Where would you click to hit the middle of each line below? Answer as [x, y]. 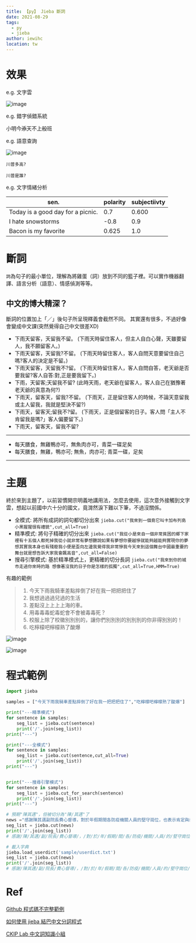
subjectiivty [148, 202]
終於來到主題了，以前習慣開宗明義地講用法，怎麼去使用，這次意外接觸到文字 [98, 500]
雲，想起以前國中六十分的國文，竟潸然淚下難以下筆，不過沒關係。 [85, 507]
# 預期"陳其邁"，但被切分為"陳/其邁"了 [48, 815]
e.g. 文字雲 [19, 92]
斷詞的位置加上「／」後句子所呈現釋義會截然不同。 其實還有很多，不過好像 [96, 319]
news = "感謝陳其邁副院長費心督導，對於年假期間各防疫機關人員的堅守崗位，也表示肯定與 [98, 820]
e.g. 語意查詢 [22, 140]
